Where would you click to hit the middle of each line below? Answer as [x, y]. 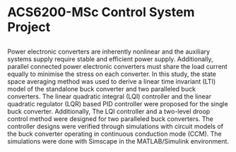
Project [29, 27]
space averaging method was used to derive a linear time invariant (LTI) [112, 81]
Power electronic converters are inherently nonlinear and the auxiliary [109, 51]
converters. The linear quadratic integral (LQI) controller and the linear [110, 96]
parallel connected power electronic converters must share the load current [117, 66]
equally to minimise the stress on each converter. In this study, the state [112, 74]
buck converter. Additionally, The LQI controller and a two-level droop [109, 111]
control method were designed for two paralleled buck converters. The [111, 119]
